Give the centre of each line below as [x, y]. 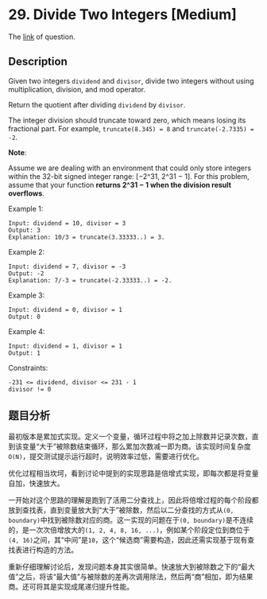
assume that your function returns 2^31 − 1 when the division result [120, 185]
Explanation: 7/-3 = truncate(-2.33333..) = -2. [90, 280]
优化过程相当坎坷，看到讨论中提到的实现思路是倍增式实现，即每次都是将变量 [133, 473]
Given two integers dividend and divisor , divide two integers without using [131, 80]
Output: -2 [26, 273]
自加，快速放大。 [36, 483]
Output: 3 [25, 230]
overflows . [27, 193]
